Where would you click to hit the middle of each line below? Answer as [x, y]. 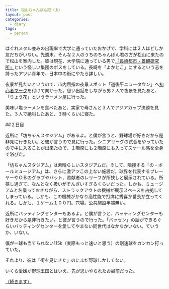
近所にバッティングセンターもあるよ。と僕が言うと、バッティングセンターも [84, 213]
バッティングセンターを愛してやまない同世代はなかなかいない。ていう [87, 226]
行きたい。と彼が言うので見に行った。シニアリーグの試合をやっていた [91, 141]
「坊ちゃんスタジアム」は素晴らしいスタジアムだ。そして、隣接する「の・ [82, 165]
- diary [18, 24]
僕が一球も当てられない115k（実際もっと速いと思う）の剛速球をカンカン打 [82, 243]
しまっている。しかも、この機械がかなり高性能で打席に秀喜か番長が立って [82, 196]
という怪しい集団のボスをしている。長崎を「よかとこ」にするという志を [89, 67]
